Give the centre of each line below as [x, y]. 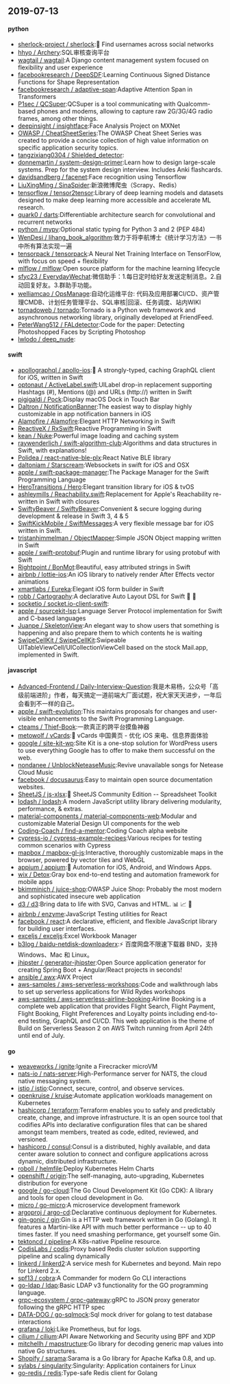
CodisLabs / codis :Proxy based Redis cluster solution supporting [109, 1249]
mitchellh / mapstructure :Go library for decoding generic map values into [120, 1344]
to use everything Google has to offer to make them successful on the [116, 750]
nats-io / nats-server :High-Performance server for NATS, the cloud [112, 1074]
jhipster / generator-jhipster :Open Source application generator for [112, 962]
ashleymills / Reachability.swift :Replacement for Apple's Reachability [114, 494]
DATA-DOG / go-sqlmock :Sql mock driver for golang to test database [115, 1315]
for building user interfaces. [57, 929]
